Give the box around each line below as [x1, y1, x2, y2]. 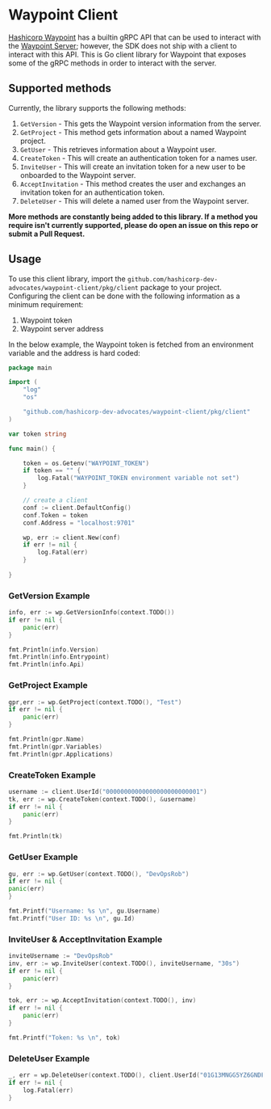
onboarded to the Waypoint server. [19, 170, 136, 179]
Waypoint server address [19, 323, 104, 333]
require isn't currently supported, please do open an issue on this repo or [8, 220, 259, 230]
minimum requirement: [8, 299, 84, 309]
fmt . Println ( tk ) [8, 833, 63, 841]
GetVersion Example [8, 590, 90, 601]
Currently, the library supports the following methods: [8, 103, 187, 112]
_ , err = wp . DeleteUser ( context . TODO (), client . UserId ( [8, 1071, 200, 1080]
